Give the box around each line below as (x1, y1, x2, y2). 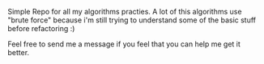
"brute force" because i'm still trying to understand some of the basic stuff (7, 15, 257, 25)
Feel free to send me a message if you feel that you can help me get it (7, 39, 241, 49)
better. (7, 48, 30, 57)
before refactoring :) (7, 24, 75, 33)
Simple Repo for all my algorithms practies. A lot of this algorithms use (7, 7, 242, 16)
